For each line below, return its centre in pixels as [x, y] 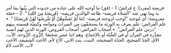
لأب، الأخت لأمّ [19, 45]
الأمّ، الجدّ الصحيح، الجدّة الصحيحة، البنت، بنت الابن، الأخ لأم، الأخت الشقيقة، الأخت [82, 40]
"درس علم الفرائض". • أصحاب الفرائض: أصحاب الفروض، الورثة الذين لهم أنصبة [81, 29]
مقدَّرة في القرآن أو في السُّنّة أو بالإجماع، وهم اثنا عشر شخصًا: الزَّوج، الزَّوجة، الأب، [84, 35]
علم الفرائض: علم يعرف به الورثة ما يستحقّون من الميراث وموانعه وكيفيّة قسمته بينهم [86, 24]
